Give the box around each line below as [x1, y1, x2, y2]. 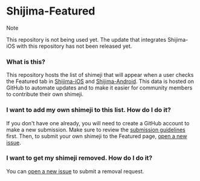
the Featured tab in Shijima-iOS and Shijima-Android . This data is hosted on [6, 77, 195, 85]
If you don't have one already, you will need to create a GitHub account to [6, 119, 190, 127]
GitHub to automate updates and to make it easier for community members [6, 84, 193, 91]
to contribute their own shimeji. [6, 91, 83, 98]
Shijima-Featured [6, 4, 95, 18]
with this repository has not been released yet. [16, 42, 132, 50]
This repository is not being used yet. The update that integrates [6, 36, 167, 43]
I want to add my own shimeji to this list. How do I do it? [6, 106, 171, 114]
